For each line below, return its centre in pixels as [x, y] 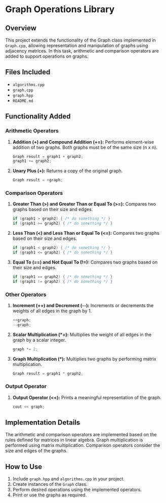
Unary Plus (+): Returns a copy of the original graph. [68, 171]
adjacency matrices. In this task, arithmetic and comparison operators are [82, 51]
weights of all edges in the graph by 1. [52, 311]
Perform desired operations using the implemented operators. [77, 490]
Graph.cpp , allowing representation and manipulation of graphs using [77, 46]
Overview [21, 28]
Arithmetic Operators [32, 131]
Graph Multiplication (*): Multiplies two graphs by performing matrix [85, 359]
